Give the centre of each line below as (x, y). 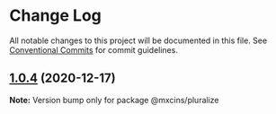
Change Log (55, 16)
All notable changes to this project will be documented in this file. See (138, 40)
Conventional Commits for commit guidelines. (93, 49)
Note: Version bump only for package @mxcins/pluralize (114, 100)
